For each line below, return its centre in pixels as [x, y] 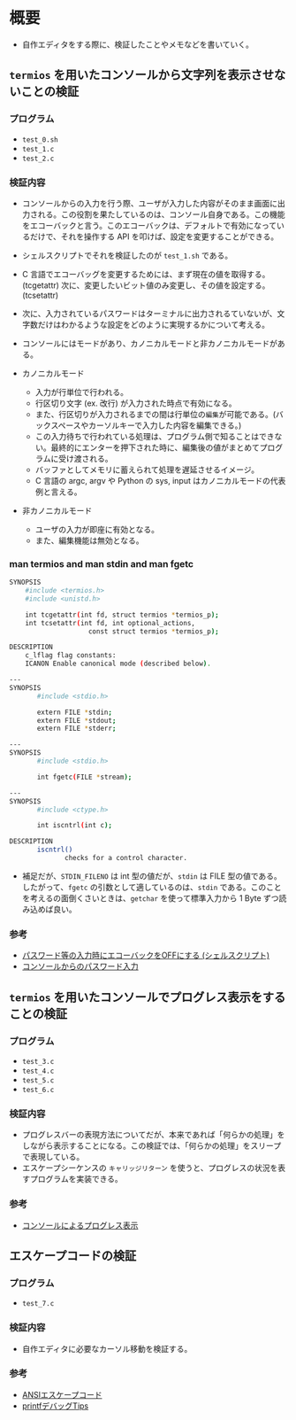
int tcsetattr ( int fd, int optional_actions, [110, 623]
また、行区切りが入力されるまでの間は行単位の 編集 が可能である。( [156, 414]
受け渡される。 [86, 458]
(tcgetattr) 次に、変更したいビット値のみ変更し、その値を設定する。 [146, 285]
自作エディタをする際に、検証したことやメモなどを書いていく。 [137, 44]
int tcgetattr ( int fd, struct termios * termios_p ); [122, 615]
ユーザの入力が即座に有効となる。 [97, 529]
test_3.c [38, 1061]
